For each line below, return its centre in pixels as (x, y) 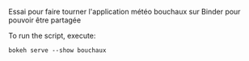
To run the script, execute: (52, 36)
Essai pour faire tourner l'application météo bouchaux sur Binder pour (124, 12)
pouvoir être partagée (45, 20)
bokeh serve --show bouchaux (57, 51)
